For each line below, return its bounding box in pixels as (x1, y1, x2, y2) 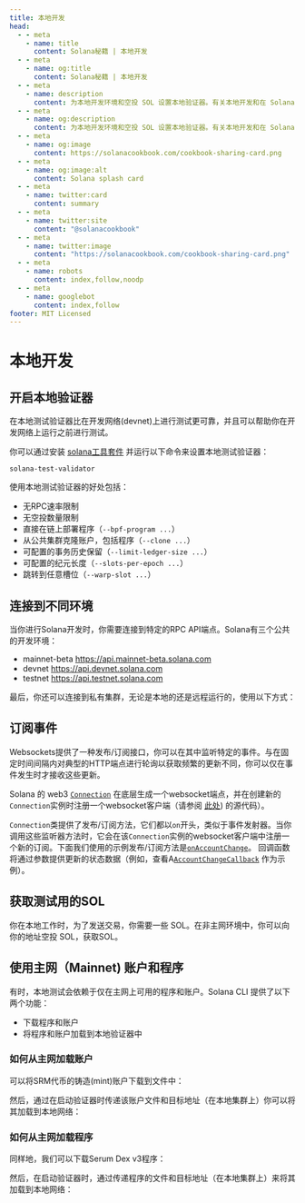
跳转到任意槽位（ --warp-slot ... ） (22, 569, 156, 580)
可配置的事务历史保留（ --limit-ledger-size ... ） (22, 546, 212, 557)
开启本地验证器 (9, 390, 93, 405)
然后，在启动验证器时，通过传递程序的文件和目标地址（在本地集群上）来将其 (9, 1173, 296, 1184)
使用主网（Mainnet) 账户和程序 (9, 960, 184, 976)
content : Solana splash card (33, 174, 144, 183)
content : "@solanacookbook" (33, 224, 141, 234)
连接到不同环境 (9, 598, 93, 613)
